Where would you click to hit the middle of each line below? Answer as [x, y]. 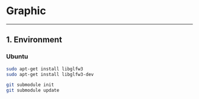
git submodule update [33, 90]
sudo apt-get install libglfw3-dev [50, 74]
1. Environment [34, 40]
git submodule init [30, 85]
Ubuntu [17, 57]
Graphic [26, 11]
